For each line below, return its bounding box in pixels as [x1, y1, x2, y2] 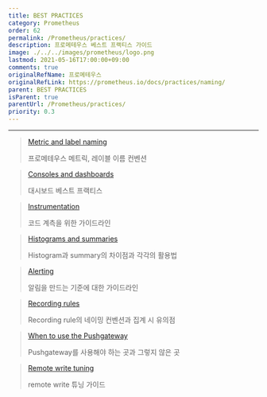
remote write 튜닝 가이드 [27, 379, 106, 389]
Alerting [27, 267, 54, 275]
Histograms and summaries [27, 234, 118, 243]
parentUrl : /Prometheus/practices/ [8, 100, 126, 108]
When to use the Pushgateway [27, 331, 129, 341]
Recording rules [27, 299, 80, 308]
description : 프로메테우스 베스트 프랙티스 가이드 [8, 41, 153, 49]
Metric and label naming [27, 137, 107, 146]
